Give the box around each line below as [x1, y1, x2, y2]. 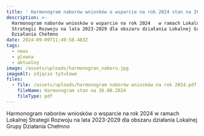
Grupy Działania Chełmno [6, 122, 70, 130]
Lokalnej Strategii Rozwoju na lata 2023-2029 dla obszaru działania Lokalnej [6, 116, 197, 123]
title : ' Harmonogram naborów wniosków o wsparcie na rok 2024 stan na [6, 8, 191, 15]
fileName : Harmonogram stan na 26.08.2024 [17, 88, 126, 94]
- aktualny [12, 59, 39, 65]
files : [6, 76, 23, 82]
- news [12, 48, 29, 54]
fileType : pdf [17, 93, 53, 99]
